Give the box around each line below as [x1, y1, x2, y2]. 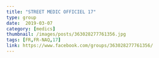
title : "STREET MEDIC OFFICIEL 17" [6, 8, 96, 15]
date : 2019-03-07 [6, 20, 53, 26]
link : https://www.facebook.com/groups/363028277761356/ [6, 43, 154, 49]
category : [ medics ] [6, 25, 56, 32]
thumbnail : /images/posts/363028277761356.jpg [6, 31, 126, 37]
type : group [6, 14, 36, 21]
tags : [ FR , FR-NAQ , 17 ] [6, 37, 61, 43]
